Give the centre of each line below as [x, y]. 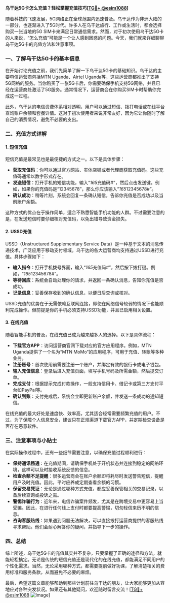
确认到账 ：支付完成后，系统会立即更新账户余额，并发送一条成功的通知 [86, 396]
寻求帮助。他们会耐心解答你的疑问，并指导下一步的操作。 [72, 527]
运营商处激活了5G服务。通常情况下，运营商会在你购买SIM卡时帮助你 [85, 90]
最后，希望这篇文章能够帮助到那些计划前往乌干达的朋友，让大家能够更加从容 [85, 583]
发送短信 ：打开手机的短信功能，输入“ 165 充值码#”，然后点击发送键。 [84, 183]
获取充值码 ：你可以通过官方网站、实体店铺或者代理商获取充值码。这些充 [88, 170]
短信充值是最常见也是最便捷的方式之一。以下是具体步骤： [65, 159]
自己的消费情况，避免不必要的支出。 [43, 119]
